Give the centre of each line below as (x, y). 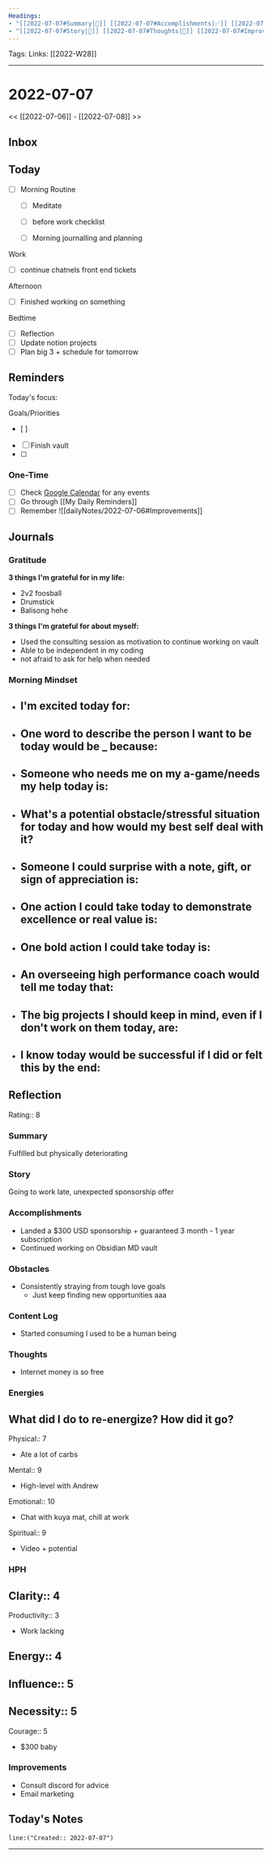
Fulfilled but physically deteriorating (68, 1153)
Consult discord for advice (64, 1785)
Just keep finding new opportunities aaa (100, 1295)
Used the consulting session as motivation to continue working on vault (139, 642)
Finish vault (49, 445)
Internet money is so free (62, 1372)
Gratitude (28, 559)
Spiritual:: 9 (28, 1533)
